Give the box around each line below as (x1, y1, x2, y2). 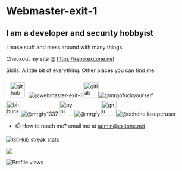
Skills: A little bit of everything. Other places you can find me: (6, 67, 156, 74)
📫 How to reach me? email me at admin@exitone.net (14, 122, 146, 129)
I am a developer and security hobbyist (6, 28, 153, 38)
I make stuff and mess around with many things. (6, 43, 124, 51)
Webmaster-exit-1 (6, 4, 98, 18)
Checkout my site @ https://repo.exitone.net (6, 55, 115, 62)
